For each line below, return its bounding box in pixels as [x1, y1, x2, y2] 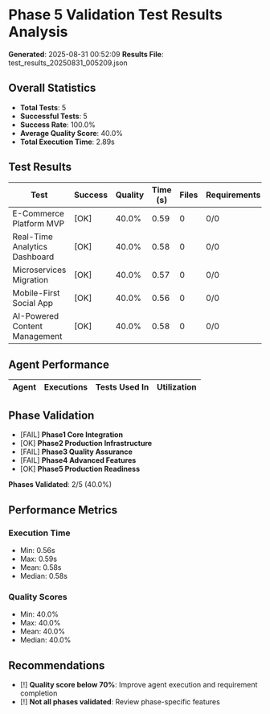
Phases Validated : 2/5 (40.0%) [8, 480, 112, 489]
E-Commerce [12, 208, 64, 219]
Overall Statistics [8, 81, 96, 95]
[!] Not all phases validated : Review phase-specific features [19, 696, 221, 706]
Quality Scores [8, 591, 67, 602]
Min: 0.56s [19, 545, 55, 555]
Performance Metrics [8, 503, 118, 517]
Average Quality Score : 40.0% [19, 128, 123, 138]
